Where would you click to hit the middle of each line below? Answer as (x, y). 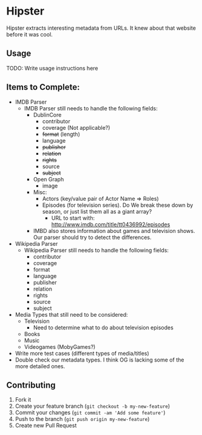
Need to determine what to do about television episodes (103, 327)
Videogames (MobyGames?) (60, 346)
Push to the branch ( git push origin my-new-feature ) (82, 419)
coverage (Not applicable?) (76, 127)
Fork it (23, 400)
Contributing (31, 385)
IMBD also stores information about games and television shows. (114, 231)
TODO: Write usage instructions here (52, 68)
